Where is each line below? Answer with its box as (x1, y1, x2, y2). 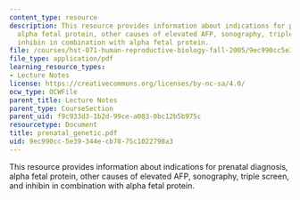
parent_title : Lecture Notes (9, 95, 118, 105)
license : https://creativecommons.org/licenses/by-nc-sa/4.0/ (9, 79, 246, 88)
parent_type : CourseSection (9, 104, 114, 113)
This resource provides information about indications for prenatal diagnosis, (9, 161, 288, 172)
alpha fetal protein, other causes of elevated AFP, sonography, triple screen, (9, 171, 290, 181)
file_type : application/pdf (9, 54, 114, 63)
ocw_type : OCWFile (9, 87, 78, 96)
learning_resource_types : (9, 63, 105, 72)
